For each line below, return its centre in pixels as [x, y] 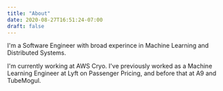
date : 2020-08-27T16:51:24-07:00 [55, 20]
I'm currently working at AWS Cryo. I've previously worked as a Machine [110, 66]
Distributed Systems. [37, 53]
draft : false [26, 26]
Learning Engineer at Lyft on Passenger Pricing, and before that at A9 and [112, 73]
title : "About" [29, 13]
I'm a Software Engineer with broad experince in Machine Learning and [108, 46]
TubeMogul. [24, 81]
